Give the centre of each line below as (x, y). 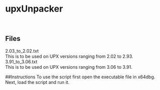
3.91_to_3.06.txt (21, 62)
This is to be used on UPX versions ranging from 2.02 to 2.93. (69, 56)
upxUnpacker (34, 9)
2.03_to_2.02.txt (22, 51)
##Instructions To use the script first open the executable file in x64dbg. (80, 77)
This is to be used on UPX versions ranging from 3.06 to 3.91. (69, 67)
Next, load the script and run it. (37, 82)
